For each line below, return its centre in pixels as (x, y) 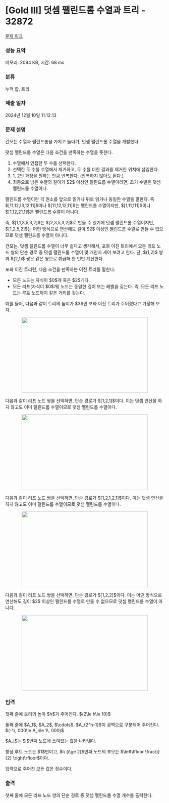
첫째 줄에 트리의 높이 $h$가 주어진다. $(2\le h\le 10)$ (58, 714)
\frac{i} (152, 752)
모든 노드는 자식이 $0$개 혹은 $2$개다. (51, 280)
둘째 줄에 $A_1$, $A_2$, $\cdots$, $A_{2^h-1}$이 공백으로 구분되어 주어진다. (82, 725)
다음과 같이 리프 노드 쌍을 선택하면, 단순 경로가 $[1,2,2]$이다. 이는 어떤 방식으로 (84, 595)
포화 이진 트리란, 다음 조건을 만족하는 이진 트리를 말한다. (60, 269)
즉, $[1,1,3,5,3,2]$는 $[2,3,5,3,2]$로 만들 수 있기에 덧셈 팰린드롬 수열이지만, (80, 223)
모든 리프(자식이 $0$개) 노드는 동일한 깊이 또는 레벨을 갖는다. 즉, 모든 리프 (86, 287)
